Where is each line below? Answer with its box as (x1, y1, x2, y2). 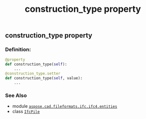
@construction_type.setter (5, 71, 61, 76)
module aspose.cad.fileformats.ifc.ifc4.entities (12, 103, 117, 109)
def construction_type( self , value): (5, 76, 83, 80)
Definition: (5, 46, 31, 53)
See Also (5, 92, 27, 99)
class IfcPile (12, 109, 40, 115)
